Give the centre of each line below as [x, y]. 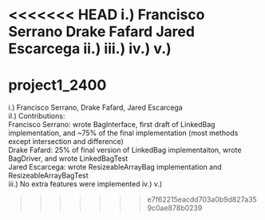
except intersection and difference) [66, 142]
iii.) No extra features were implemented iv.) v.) [85, 184]
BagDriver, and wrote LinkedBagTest [68, 158]
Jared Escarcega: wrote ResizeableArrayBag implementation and [115, 167]
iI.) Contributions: [37, 116]
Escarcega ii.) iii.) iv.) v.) [90, 49]
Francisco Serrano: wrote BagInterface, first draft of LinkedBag [112, 125]
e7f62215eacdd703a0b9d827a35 [202, 200]
